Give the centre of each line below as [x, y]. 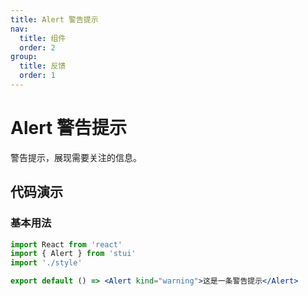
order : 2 [37, 47]
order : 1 [37, 76]
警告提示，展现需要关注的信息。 [76, 157]
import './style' [46, 263]
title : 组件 [43, 38]
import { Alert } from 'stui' [73, 254]
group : [24, 57]
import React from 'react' [66, 244]
